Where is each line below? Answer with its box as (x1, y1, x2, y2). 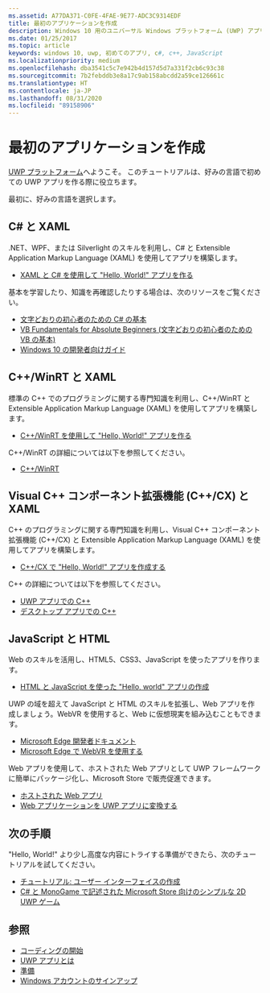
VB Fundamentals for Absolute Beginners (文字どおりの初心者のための (19, 324, 253, 334)
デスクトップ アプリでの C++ (19, 606, 117, 616)
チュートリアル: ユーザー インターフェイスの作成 (19, 877, 181, 887)
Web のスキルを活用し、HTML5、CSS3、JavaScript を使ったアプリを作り (8, 655, 254, 664)
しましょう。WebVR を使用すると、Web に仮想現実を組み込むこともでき (14, 710, 255, 719)
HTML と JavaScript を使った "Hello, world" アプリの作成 (19, 682, 210, 692)
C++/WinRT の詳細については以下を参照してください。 (8, 448, 190, 457)
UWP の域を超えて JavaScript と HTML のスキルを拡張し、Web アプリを (8, 699, 248, 709)
